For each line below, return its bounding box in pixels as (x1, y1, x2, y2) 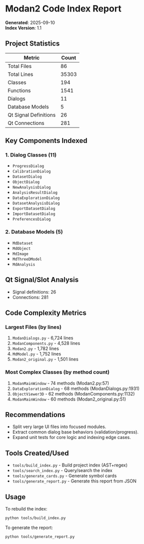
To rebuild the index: (5, 505, 47, 511)
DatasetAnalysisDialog (12, 201, 60, 206)
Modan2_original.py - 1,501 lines (12, 356, 78, 362)
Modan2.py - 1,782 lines (12, 345, 59, 351)
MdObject (12, 246, 31, 251)
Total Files (7, 62, 32, 69)
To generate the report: (5, 524, 53, 530)
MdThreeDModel (12, 256, 42, 261)
